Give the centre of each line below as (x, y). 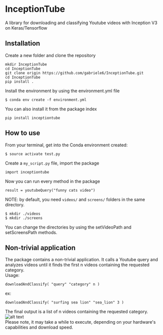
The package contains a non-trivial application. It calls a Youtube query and (81, 260)
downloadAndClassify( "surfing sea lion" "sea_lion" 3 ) (65, 302)
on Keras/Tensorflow (26, 28)
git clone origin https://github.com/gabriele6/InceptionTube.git (74, 73)
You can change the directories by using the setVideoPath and (68, 227)
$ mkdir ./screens (24, 218)
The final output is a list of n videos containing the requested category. (77, 312)
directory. (15, 204)
